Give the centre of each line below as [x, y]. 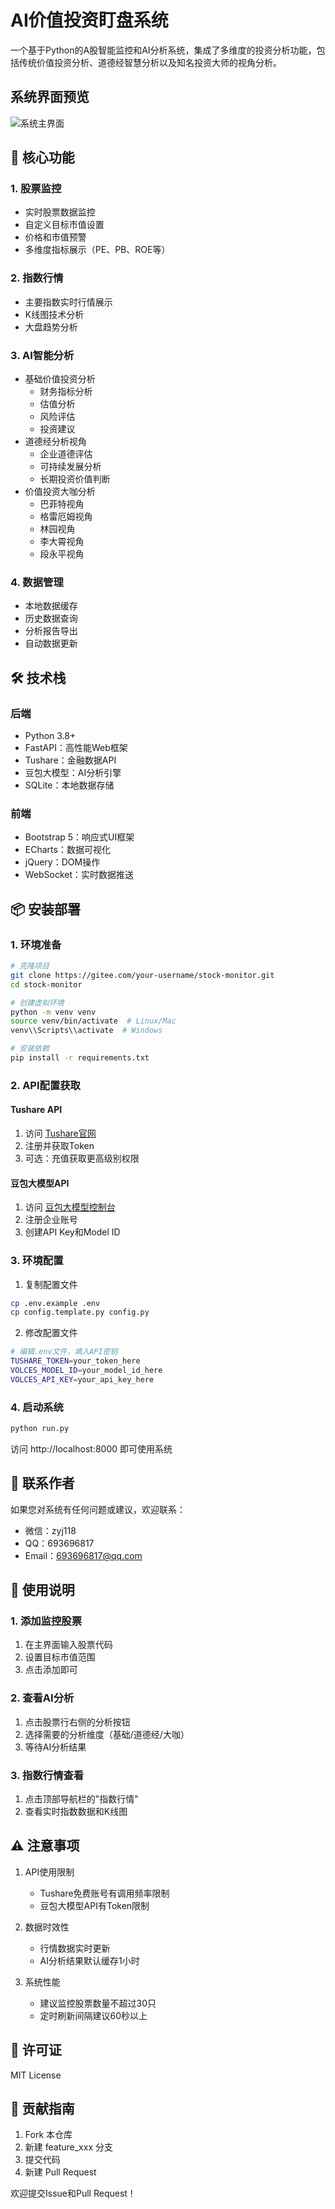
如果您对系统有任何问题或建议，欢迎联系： [98, 1509]
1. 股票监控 [36, 189]
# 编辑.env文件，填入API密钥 [64, 1352]
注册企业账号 [51, 1220]
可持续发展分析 [70, 467]
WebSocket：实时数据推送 [79, 875]
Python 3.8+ [50, 736]
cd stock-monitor [46, 984]
